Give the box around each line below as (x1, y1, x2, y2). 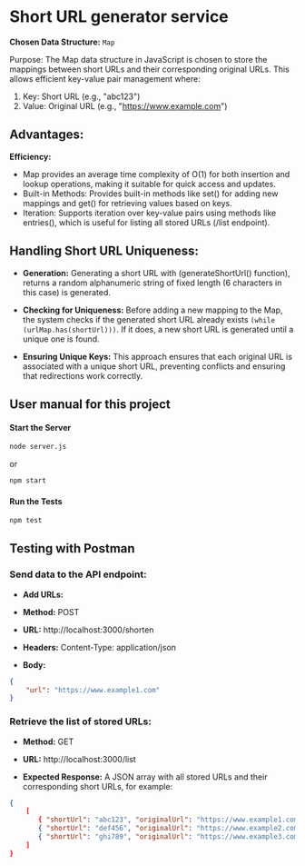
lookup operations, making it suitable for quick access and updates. (22, 178, 277, 189)
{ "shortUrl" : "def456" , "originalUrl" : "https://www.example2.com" (37, 824, 302, 833)
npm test (9, 516, 43, 525)
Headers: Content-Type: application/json (22, 642, 177, 652)
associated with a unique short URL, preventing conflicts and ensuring (22, 361, 286, 372)
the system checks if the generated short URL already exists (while (22, 314, 275, 324)
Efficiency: (9, 151, 52, 162)
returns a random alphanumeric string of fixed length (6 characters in (22, 277, 282, 288)
